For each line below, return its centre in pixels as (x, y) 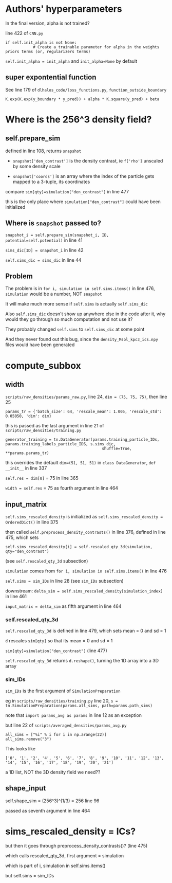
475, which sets (22, 537)
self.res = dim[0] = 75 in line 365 (42, 478)
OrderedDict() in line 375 (32, 522)
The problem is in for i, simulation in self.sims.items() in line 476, (80, 289)
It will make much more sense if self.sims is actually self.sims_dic (77, 304)
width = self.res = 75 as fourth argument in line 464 (62, 488)
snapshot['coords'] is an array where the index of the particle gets (83, 176)
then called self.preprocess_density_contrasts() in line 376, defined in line (85, 532)
